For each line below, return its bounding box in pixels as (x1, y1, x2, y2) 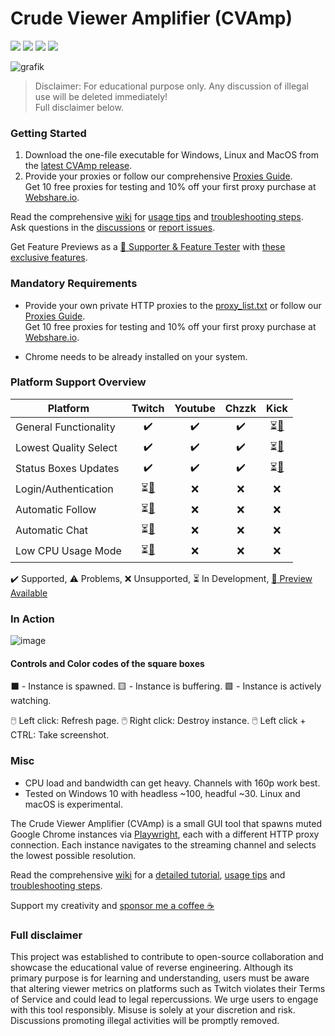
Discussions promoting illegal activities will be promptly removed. (10, 1014, 280, 1026)
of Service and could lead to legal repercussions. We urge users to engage (10, 993, 319, 1005)
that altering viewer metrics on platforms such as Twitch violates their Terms (10, 982, 326, 994)
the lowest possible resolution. (10, 849, 137, 861)
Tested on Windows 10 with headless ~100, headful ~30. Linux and (24, 787, 301, 799)
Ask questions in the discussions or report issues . (10, 222, 216, 234)
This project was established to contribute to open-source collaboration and (10, 950, 324, 962)
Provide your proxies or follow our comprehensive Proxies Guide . (24, 170, 293, 182)
